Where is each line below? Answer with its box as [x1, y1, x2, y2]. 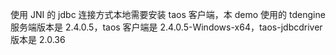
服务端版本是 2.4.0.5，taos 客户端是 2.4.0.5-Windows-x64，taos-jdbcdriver [10, 21, 323, 33]
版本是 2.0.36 [10, 34, 66, 45]
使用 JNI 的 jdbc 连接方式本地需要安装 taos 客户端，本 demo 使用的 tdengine [10, 9, 326, 20]
